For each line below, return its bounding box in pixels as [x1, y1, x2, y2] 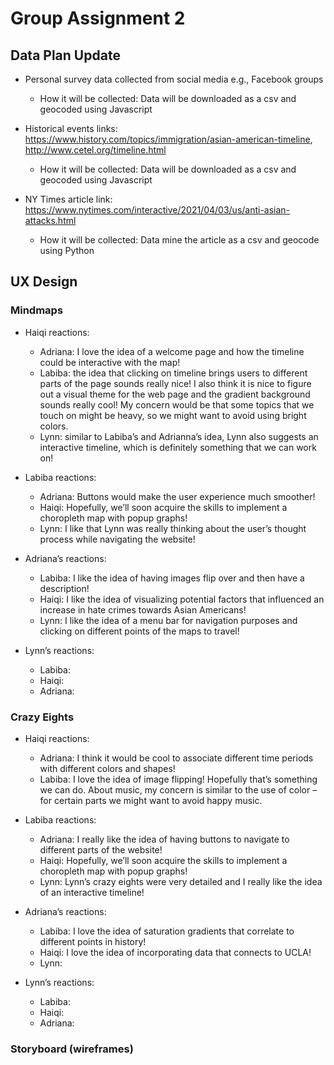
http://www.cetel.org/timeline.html [24, 144, 167, 156]
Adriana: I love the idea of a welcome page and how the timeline [39, 345, 305, 357]
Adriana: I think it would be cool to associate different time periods [39, 752, 314, 764]
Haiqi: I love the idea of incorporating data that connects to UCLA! [39, 946, 312, 958]
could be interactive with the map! [39, 356, 181, 368]
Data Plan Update [10, 47, 121, 64]
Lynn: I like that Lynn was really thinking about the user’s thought [39, 522, 307, 534]
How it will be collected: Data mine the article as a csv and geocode [39, 234, 320, 246]
